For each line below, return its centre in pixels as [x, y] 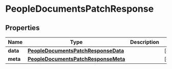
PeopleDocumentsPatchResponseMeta [76, 59]
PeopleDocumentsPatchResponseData [76, 51]
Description [145, 42]
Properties [23, 28]
